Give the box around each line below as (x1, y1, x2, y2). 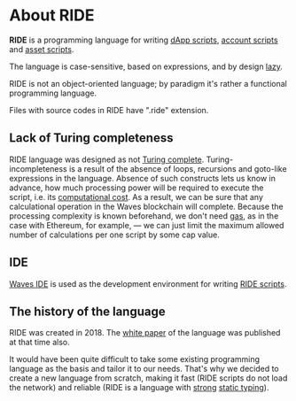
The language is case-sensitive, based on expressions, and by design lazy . (9, 61, 284, 72)
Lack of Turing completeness (9, 130, 174, 146)
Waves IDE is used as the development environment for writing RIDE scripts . (9, 278, 287, 289)
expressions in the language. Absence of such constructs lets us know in (9, 173, 277, 183)
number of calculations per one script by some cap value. (9, 229, 220, 240)
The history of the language (9, 304, 166, 319)
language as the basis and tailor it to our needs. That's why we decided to (9, 364, 279, 374)
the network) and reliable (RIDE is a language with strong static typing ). (9, 382, 269, 393)
